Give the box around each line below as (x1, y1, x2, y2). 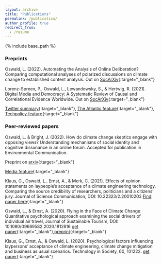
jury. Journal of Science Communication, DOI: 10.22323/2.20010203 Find (5, 193, 152, 199)
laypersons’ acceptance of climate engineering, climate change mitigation (5, 243, 153, 249)
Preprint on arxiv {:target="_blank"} (5, 159, 75, 165)
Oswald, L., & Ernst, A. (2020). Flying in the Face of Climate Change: (5, 208, 142, 214)
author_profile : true (5, 20, 49, 26)
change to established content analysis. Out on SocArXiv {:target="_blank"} (5, 76, 155, 83)
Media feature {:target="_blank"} (5, 168, 69, 174)
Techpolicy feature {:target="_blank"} (5, 111, 79, 117)
